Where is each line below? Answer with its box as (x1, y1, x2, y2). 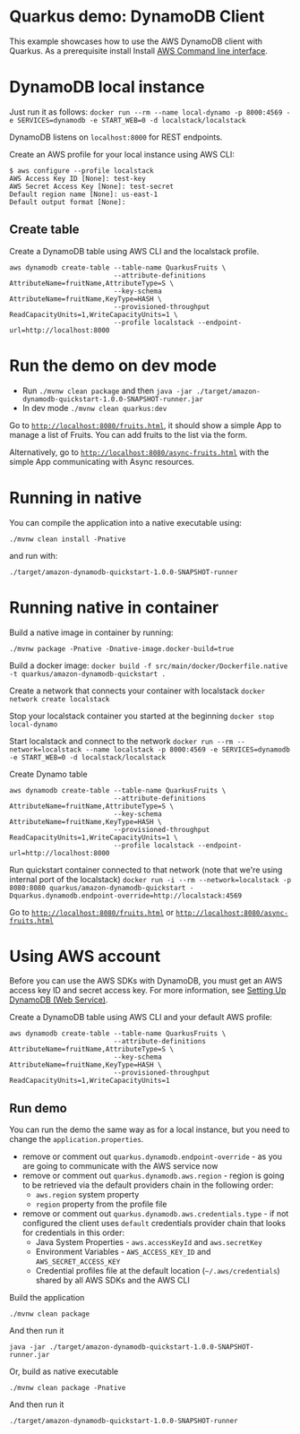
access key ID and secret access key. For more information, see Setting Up (9, 985, 287, 996)
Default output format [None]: (9, 197, 126, 207)
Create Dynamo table (9, 769, 88, 779)
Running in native (9, 487, 142, 508)
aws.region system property (35, 1189, 140, 1200)
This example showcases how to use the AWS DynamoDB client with (9, 36, 262, 47)
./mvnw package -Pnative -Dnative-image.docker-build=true (9, 644, 235, 653)
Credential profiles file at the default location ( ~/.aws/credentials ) (35, 1266, 280, 1276)
